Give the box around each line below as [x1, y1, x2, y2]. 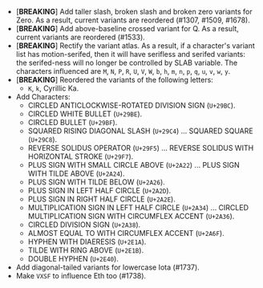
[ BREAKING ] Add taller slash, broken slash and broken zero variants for [15, 7, 253, 16]
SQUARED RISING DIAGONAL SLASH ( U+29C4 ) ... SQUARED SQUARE [27, 126, 254, 136]
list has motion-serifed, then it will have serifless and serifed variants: [15, 50, 246, 59]
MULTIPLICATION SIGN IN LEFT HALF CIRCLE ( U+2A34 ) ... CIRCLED [27, 203, 249, 212]
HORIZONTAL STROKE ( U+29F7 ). [27, 152, 134, 161]
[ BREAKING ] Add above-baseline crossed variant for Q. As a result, [15, 24, 239, 33]
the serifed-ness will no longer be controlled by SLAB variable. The [15, 58, 238, 67]
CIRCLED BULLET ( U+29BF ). [27, 118, 118, 127]
